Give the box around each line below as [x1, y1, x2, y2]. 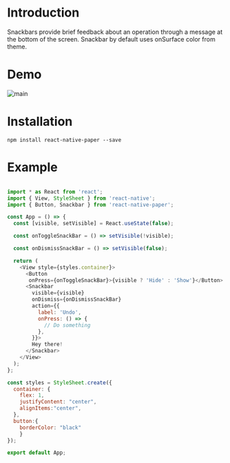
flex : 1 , [19, 392, 45, 399]
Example [7, 160, 58, 175]
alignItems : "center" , [19, 405, 81, 412]
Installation [7, 114, 73, 129]
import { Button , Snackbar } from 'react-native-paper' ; [7, 201, 174, 208]
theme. [7, 42, 28, 50]
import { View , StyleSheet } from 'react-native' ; [7, 195, 156, 202]
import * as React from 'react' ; [7, 188, 103, 195]
